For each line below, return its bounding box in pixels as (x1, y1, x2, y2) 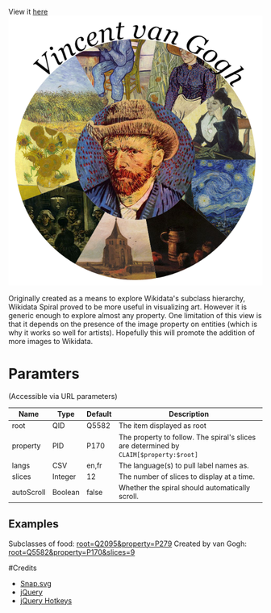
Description (169, 409, 210, 419)
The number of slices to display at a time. (118, 472, 256, 481)
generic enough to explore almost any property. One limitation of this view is (8, 310, 262, 320)
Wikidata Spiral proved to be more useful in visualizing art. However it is (8, 302, 248, 312)
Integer (52, 472, 77, 481)
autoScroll (11, 487, 46, 497)
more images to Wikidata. (8, 336, 94, 346)
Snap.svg (19, 578, 52, 588)
